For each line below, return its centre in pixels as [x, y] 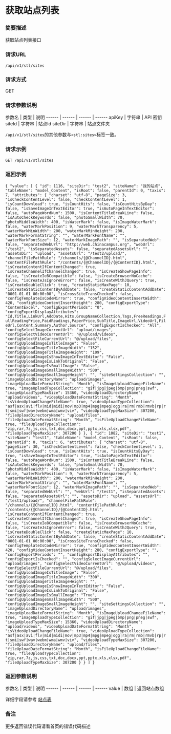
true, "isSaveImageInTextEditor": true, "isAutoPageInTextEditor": [79, 456]
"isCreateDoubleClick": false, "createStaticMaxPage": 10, [70, 532]
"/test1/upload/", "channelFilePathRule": [51, 501]
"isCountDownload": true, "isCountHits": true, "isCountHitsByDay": [80, 451]
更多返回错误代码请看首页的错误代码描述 [48, 726]
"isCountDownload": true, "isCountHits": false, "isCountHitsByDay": [81, 204]
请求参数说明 [21, 105]
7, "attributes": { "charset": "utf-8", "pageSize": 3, [66, 195]
